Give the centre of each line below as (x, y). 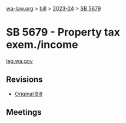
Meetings (24, 112)
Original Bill (29, 94)
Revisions (24, 80)
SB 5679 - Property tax (63, 32)
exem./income (42, 45)
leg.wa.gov (20, 61)
